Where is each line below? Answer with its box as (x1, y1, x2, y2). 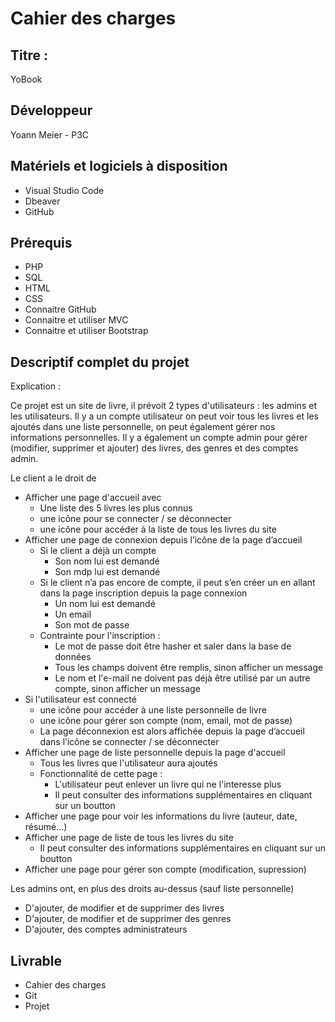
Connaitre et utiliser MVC (24, 314, 129, 326)
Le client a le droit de (10, 472, 97, 484)
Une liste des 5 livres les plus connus (39, 502, 193, 514)
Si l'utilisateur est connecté (24, 693, 137, 706)
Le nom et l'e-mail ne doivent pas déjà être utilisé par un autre (54, 672, 311, 684)
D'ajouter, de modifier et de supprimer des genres (24, 913, 232, 925)
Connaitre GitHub (24, 303, 97, 316)
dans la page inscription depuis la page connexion (39, 587, 248, 599)
